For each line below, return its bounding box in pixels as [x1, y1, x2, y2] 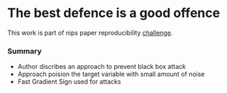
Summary [7, 46, 43, 56]
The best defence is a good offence [7, 5, 221, 21]
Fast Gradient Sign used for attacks [17, 77, 121, 86]
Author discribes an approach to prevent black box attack [17, 62, 187, 71]
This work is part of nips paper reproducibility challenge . [7, 28, 173, 37]
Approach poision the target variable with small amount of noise [17, 70, 205, 79]
